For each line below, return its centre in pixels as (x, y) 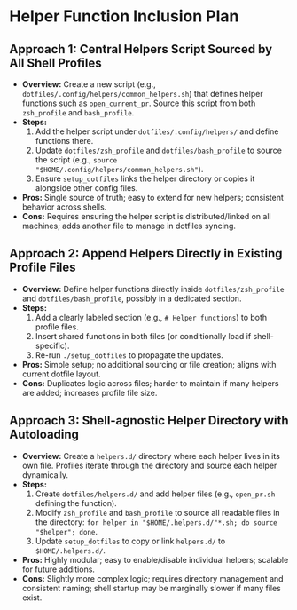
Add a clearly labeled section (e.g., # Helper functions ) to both (151, 317)
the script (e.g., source (76, 160)
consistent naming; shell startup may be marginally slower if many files (151, 588)
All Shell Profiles (55, 63)
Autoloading (44, 435)
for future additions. (59, 569)
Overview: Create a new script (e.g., (89, 84)
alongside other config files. (86, 188)
